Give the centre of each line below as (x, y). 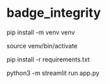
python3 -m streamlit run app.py (53, 73)
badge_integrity (54, 13)
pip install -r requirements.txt (48, 59)
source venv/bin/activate (42, 45)
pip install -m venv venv (41, 32)
